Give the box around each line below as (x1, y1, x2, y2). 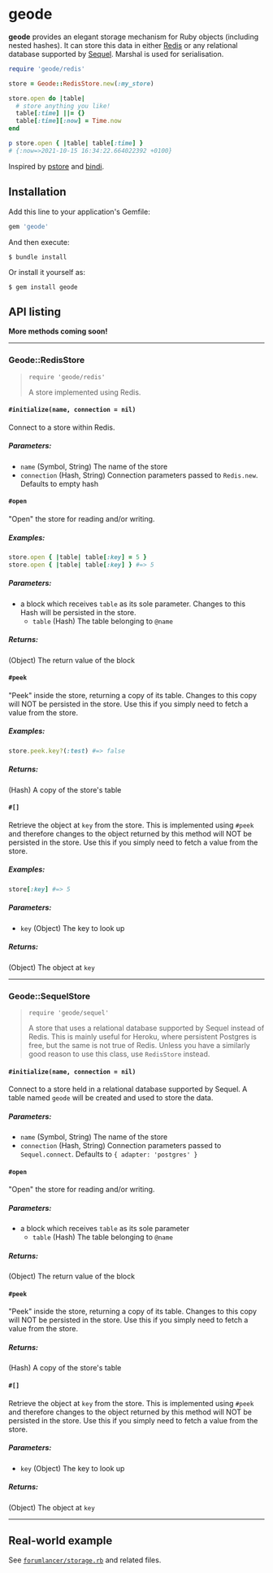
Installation (8, 185, 67, 199)
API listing (8, 304, 62, 318)
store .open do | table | (8, 94, 85, 103)
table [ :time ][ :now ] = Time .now (15, 117, 122, 125)
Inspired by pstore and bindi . (8, 161, 105, 171)
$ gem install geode (8, 282, 79, 291)
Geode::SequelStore (8, 990, 91, 1002)
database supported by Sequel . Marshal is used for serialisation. (8, 49, 224, 59)
